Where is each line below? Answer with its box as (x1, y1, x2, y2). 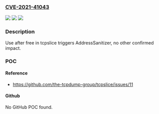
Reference (5, 70, 28, 76)
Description (5, 28, 35, 35)
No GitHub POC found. (5, 104, 53, 110)
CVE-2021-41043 (5, 4, 50, 11)
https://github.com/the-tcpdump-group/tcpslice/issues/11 (12, 81, 134, 87)
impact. (5, 45, 21, 51)
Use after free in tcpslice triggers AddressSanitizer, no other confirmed (5, 39, 154, 46)
